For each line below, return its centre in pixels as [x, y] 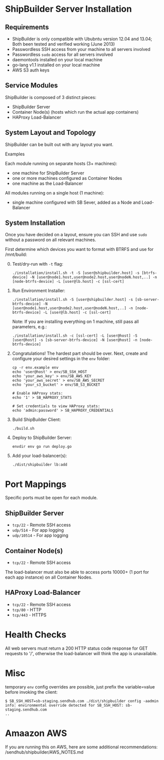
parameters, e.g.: [30, 327]
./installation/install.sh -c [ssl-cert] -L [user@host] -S [75, 336]
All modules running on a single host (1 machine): [55, 193]
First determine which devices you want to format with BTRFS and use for [79, 249]
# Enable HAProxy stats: [37, 393]
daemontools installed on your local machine [57, 60]
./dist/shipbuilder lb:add [40, 465]
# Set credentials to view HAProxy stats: [56, 406]
